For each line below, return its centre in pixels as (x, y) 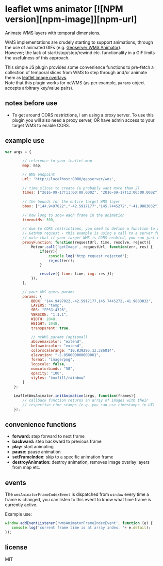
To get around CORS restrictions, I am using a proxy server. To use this (83, 115)
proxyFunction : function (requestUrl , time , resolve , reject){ (87, 243)
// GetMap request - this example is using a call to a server (88, 233)
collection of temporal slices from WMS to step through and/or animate (76, 72)
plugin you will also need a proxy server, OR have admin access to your (83, 120)
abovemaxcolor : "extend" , (57, 341)
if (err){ (48, 251)
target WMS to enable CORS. (41, 125)
